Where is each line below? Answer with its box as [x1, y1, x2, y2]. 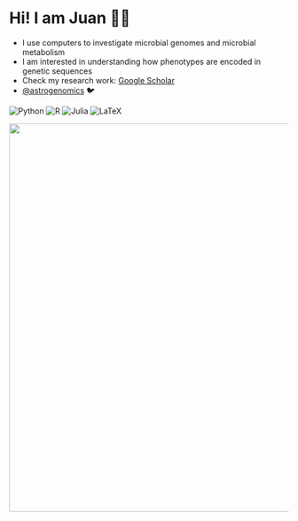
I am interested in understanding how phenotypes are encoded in [21, 56, 262, 67]
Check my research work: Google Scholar [21, 75, 176, 85]
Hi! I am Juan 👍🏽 [9, 8, 131, 28]
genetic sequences [21, 66, 93, 76]
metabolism [21, 46, 66, 57]
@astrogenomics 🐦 [21, 84, 96, 96]
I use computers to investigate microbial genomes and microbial [21, 37, 256, 48]
